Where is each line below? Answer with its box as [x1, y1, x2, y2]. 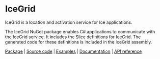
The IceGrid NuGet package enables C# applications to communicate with [5, 29, 156, 34]
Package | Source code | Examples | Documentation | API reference [5, 48, 142, 54]
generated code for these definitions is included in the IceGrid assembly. [5, 39, 152, 44]
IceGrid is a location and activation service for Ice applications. [5, 19, 133, 25]
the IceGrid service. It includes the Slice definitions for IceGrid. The [5, 34, 141, 40]
